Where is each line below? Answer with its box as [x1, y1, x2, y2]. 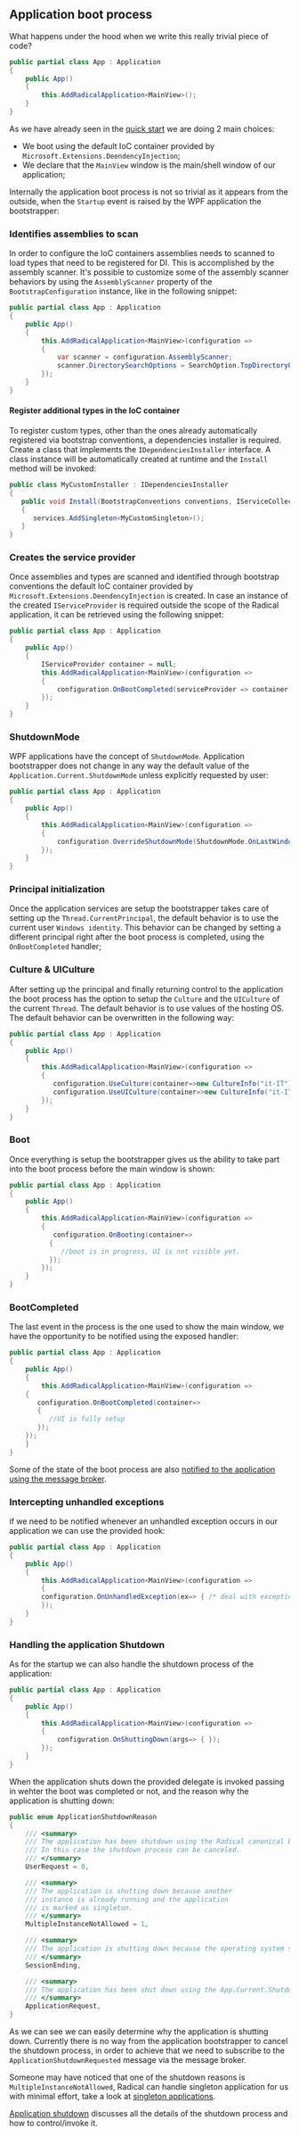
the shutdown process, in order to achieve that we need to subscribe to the [9, 2045, 285, 2056]
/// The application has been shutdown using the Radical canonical [25, 1837, 285, 1846]
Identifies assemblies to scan [9, 228, 139, 240]
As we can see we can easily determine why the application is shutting [9, 2026, 269, 2037]
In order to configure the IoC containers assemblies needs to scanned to [9, 248, 275, 259]
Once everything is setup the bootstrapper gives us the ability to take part [9, 1154, 280, 1164]
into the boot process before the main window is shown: [9, 1163, 215, 1174]
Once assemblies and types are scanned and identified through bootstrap [9, 571, 280, 583]
